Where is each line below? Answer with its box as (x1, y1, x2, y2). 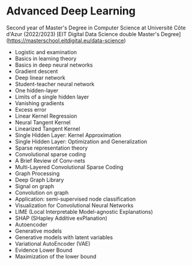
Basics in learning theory (14, 55, 77, 62)
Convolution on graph (14, 189, 69, 196)
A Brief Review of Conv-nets (14, 157, 86, 164)
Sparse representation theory (14, 144, 88, 151)
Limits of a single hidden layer (14, 93, 89, 100)
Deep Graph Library (14, 176, 64, 183)
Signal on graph (14, 182, 55, 190)
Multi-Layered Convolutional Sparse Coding (14, 163, 124, 171)
